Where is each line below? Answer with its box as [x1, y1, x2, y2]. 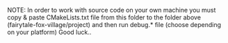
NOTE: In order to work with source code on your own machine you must [7, 6, 216, 14]
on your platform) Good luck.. [7, 28, 92, 36]
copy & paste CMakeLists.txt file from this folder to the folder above [7, 13, 202, 21]
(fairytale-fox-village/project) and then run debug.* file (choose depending [7, 21, 221, 28]
